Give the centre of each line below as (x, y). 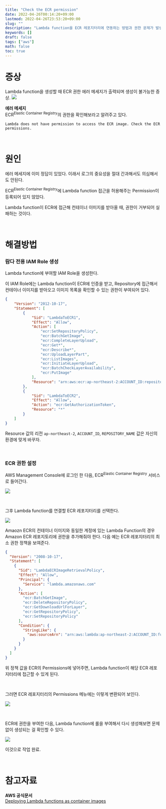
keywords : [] (19, 33)
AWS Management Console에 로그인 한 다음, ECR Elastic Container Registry (76, 474)
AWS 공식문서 (19, 795)
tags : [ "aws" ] (20, 42)
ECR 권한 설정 (21, 463)
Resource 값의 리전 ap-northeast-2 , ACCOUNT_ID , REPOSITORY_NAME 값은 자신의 (82, 433)
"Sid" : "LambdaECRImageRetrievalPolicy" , (62, 571)
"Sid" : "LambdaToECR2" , (56, 396)
